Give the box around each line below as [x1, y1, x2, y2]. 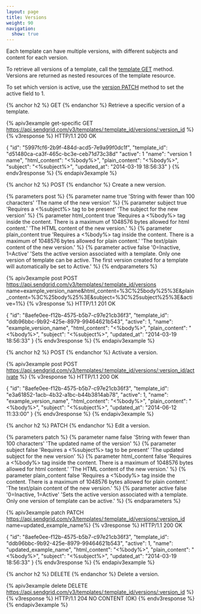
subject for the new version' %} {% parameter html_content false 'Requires [6, 453, 192, 460]
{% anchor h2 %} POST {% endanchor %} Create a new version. [6, 181, 166, 188]
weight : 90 [6, 20, 34, 26]
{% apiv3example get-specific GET [6, 119, 94, 127]
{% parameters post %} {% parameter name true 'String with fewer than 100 [6, 193, 195, 200]
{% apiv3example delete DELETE [6, 582, 88, 589]
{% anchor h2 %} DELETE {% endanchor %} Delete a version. [6, 571, 160, 578]
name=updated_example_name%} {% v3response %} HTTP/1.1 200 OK [6, 522, 183, 529]
